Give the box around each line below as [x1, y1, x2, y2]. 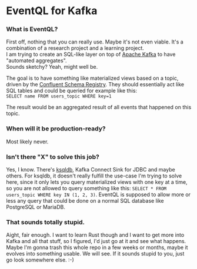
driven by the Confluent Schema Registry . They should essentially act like [6, 81, 185, 88]
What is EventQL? [6, 25, 58, 33]
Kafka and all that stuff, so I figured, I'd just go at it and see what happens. [6, 238, 186, 245]
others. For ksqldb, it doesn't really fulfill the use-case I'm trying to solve [6, 172, 182, 180]
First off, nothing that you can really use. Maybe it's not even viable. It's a [6, 38, 183, 45]
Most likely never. [6, 138, 49, 145]
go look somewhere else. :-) [6, 257, 75, 264]
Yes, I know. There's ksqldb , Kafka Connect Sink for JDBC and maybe [6, 166, 175, 173]
